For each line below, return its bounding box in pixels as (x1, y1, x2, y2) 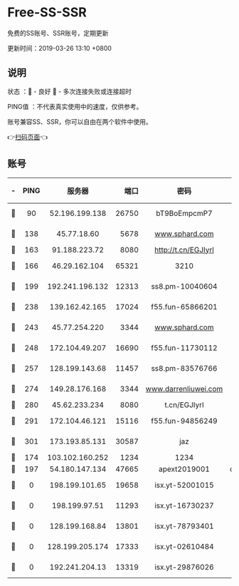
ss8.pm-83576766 (151, 363, 218, 373)
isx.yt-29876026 (154, 562, 215, 572)
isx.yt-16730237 (154, 500, 215, 510)
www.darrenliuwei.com (145, 384, 223, 394)
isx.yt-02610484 (154, 541, 215, 551)
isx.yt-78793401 (154, 521, 215, 531)
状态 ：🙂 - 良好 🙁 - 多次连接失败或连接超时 (7, 87, 132, 96)
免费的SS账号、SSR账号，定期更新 (7, 29, 109, 37)
